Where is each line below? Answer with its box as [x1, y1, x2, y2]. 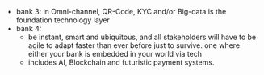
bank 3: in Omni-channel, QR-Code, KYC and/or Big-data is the [15, 7, 227, 16]
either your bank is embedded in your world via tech [27, 49, 203, 58]
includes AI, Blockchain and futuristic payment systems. [27, 57, 215, 67]
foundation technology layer [15, 15, 111, 25]
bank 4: [15, 24, 42, 33]
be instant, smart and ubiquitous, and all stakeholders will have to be [27, 32, 257, 41]
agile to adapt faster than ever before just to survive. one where [27, 41, 241, 50]
